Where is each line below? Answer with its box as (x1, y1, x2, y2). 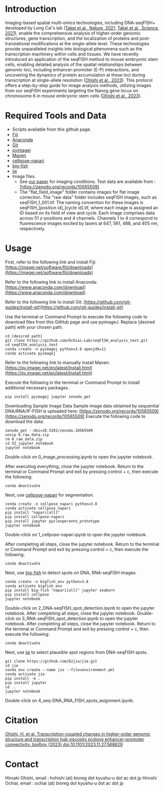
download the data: (5, 418, 44, 424)
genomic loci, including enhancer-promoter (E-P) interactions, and (5, 66, 139, 72)
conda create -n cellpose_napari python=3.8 (5, 501, 97, 506)
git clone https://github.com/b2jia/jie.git (5, 659, 97, 664)
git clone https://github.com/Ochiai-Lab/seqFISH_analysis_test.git (5, 338, 148, 343)
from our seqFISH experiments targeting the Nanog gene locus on (5, 88, 139, 93)
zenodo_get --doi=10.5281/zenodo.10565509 (5, 428, 93, 433)
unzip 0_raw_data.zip (5, 432, 49, 437)
